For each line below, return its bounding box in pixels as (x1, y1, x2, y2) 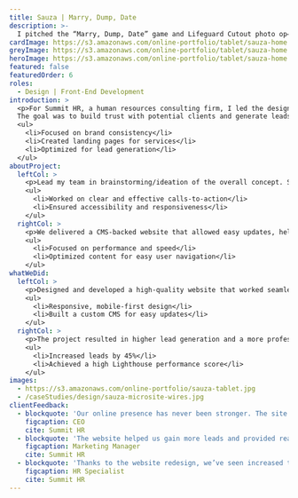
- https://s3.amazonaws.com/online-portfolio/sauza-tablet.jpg (17, 384, 255, 393)
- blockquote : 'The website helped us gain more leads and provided (17, 434, 276, 443)
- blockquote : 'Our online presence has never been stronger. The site (17, 409, 288, 418)
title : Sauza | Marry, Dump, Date (9, 12, 137, 22)
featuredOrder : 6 (9, 71, 74, 80)
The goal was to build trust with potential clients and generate (17, 112, 268, 121)
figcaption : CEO (25, 417, 86, 426)
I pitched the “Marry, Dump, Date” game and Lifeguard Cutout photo (17, 29, 276, 38)
